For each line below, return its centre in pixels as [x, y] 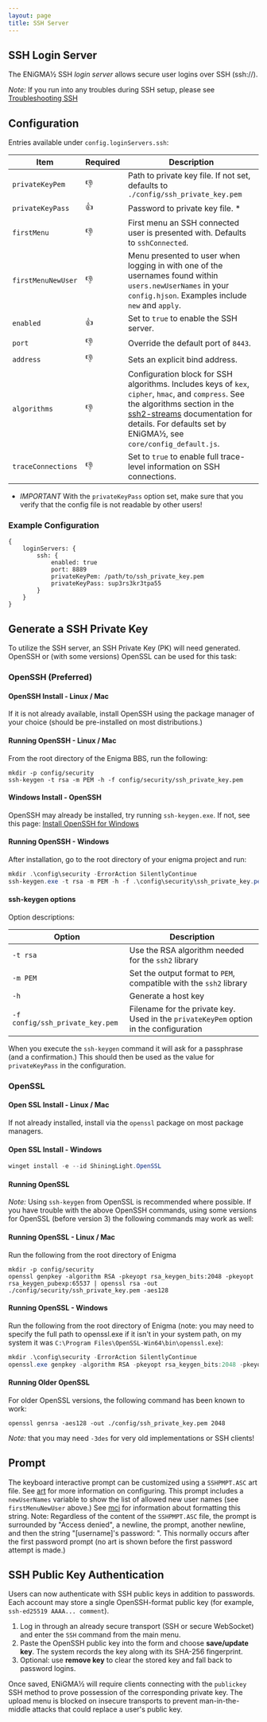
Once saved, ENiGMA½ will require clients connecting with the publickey [128, 1684]
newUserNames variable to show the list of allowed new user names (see [124, 1499]
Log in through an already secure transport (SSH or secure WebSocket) [137, 1626]
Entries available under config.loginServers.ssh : [89, 143]
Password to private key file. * [184, 208]
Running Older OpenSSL [49, 1383]
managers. [26, 1131]
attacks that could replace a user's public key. [107, 1709]
